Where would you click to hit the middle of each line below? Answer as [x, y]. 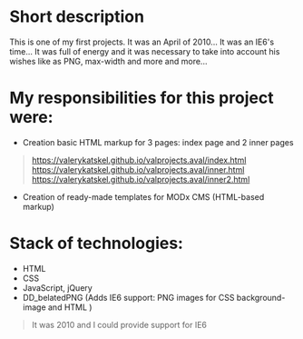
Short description [77, 17]
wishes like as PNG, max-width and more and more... [108, 61]
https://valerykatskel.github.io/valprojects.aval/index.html [139, 160]
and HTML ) [70, 307]
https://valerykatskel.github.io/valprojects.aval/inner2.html [141, 179]
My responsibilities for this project [142, 98]
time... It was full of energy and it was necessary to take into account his [145, 51]
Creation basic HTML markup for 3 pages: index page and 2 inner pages [158, 142]
